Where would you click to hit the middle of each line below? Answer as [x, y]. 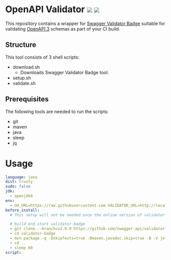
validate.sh [24, 83]
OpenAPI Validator [45, 9]
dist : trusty [19, 182]
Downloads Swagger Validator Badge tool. [65, 72]
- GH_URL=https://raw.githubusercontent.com [58, 205]
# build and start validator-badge [48, 224]
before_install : [22, 210]
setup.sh [22, 78]
